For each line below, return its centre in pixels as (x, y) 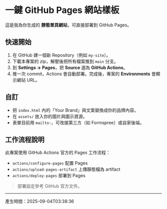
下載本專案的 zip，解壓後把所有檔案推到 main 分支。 (65, 61)
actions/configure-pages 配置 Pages (50, 163)
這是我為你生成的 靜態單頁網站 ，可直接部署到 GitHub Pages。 (68, 25)
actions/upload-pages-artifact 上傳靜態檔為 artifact (66, 169)
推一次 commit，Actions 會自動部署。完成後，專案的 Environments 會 (84, 74)
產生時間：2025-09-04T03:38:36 (40, 202)
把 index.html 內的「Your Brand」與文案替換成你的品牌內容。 (75, 110)
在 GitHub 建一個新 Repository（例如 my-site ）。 (61, 55)
